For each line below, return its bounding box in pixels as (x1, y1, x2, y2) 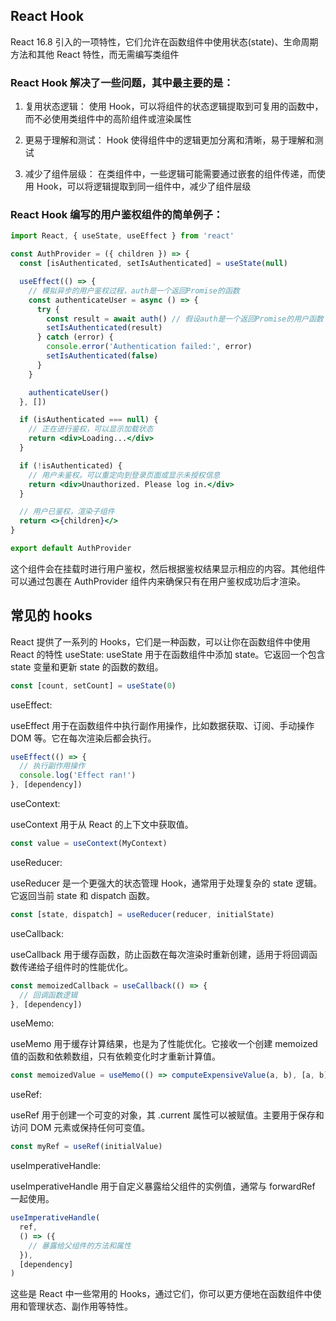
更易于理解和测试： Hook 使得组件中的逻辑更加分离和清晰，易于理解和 (24, 134, 315, 146)
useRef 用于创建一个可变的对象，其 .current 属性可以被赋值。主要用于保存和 (10, 1109, 325, 1121)
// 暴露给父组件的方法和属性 (28, 1240, 132, 1251)
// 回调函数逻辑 (19, 990, 78, 1000)
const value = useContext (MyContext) (10, 839, 168, 849)
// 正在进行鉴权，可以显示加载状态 (28, 424, 154, 434)
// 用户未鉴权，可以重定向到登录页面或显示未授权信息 (28, 470, 221, 480)
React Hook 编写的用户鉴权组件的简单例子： (10, 208, 224, 222)
